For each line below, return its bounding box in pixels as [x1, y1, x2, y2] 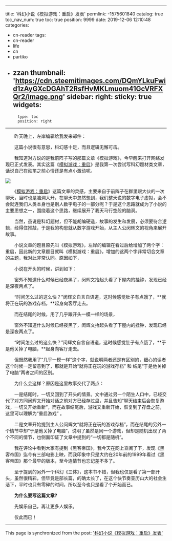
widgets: [12, 100, 42, 109]
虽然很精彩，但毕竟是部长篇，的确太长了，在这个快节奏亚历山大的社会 [14, 475, 162, 481]
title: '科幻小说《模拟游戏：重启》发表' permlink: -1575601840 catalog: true [5, 11, 163, 17]
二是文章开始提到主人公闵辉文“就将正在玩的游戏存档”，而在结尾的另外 [14, 421, 162, 427]
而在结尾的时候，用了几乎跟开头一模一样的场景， [14, 311, 118, 317]
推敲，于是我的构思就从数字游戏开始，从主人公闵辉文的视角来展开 [27, 224, 167, 231]
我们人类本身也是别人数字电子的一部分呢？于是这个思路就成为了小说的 [18, 201, 167, 207]
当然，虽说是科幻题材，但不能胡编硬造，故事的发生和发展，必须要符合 [14, 218, 162, 224]
